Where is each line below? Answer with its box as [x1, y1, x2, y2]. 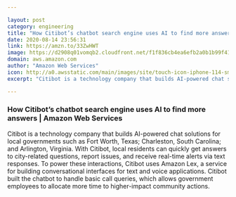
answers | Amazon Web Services [7, 113, 123, 123]
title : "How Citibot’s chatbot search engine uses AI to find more [7, 30, 209, 37]
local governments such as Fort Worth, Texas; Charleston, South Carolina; [7, 136, 221, 145]
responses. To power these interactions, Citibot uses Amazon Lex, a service [7, 159, 227, 167]
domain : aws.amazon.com [7, 56, 77, 63]
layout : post [7, 16, 46, 23]
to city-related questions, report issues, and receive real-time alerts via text [7, 152, 225, 160]
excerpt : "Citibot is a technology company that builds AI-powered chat [7, 75, 225, 82]
